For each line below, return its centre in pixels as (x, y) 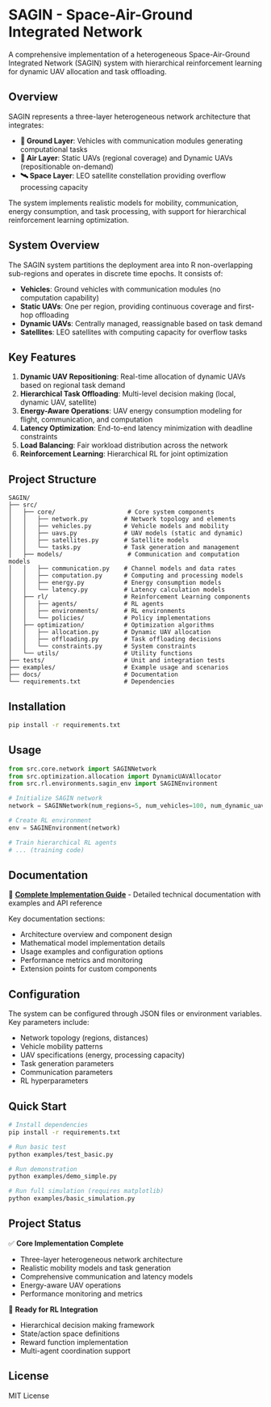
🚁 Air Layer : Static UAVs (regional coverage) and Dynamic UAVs (126, 157)
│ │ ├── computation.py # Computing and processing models (126, 576)
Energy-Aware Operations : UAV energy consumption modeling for (131, 411)
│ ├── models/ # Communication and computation (124, 555)
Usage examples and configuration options (92, 951)
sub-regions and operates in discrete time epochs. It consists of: (116, 273)
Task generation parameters (67, 1064)
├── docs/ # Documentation (94, 675)
